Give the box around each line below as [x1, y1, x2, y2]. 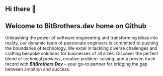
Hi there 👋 [5, 5, 36, 13]
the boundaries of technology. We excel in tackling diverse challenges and [5, 45, 158, 51]
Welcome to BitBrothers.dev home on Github [5, 22, 147, 30]
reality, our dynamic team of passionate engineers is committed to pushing [5, 40, 159, 46]
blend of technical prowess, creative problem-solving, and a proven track [5, 56, 156, 62]
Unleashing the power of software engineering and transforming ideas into [5, 35, 158, 41]
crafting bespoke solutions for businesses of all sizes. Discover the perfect [5, 50, 158, 57]
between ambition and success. [5, 66, 71, 72]
